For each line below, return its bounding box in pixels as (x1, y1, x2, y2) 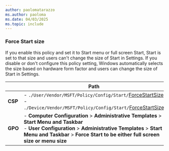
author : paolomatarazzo (5, 7, 55, 13)
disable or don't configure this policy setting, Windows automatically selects (5, 60, 163, 66)
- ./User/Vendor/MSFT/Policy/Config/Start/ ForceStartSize (23, 91, 164, 98)
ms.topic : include (5, 21, 44, 27)
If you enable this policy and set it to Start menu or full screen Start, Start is (5, 49, 161, 55)
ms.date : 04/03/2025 (5, 17, 49, 22)
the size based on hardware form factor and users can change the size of (5, 65, 157, 71)
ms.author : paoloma (5, 12, 46, 17)
